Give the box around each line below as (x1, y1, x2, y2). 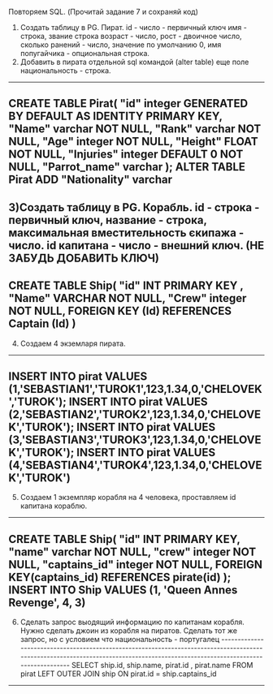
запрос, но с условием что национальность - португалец (19, 635, 220, 644)
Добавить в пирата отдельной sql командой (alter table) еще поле (19, 57, 249, 67)
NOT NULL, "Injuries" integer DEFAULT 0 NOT (8, 148, 244, 162)
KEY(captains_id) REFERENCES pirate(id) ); (8, 570, 232, 584)
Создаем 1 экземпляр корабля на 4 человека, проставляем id (19, 493, 236, 502)
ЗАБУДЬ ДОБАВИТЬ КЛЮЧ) (8, 251, 160, 265)
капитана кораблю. (19, 501, 88, 511)
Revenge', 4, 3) (8, 596, 86, 610)
